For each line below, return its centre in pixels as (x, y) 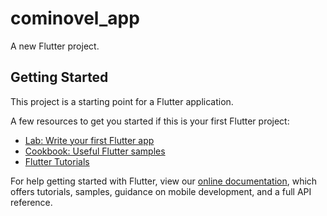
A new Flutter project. (55, 46)
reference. (31, 202)
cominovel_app (75, 18)
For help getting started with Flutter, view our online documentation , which (164, 181)
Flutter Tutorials (57, 161)
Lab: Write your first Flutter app (89, 140)
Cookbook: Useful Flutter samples (95, 151)
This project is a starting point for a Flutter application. (122, 101)
